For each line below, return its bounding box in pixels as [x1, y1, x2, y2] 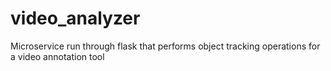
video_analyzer [10, 7, 141, 30]
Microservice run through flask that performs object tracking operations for [10, 40, 321, 52]
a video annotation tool [10, 50, 105, 62]
